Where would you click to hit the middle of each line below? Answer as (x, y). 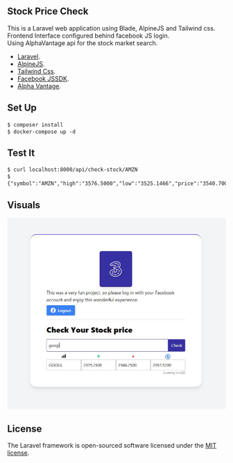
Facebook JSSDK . (43, 79)
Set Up (22, 108)
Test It (21, 153)
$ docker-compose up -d (42, 131)
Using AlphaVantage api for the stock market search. (83, 43)
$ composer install (35, 124)
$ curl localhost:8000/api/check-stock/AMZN (72, 170)
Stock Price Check (48, 11)
